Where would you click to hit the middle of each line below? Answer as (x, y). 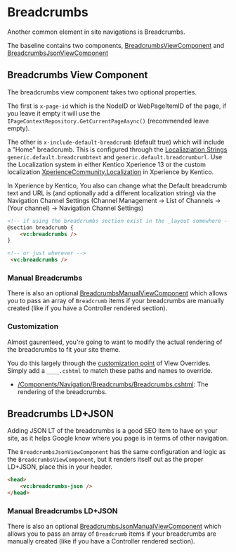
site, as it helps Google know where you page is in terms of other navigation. (118, 438)
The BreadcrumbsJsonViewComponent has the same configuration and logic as (117, 452)
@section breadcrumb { (40, 227)
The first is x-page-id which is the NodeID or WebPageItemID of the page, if (117, 106)
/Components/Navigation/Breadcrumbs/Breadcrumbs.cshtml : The (113, 384)
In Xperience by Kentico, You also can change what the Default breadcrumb (117, 185)
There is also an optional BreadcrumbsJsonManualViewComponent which (114, 527)
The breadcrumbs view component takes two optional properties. (102, 92)
